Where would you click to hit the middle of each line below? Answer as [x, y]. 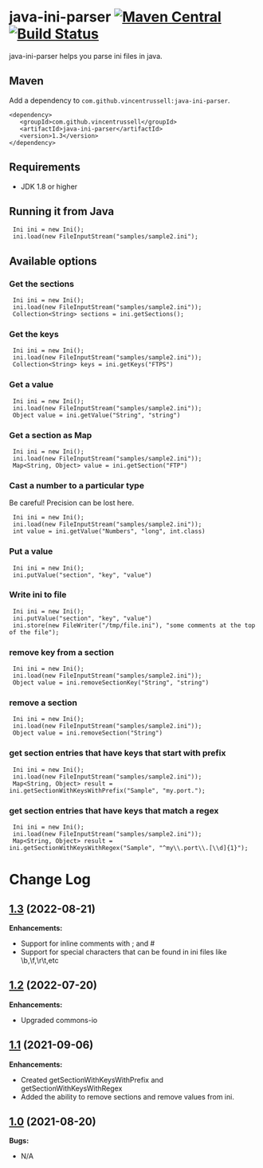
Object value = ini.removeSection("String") [87, 733]
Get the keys [34, 334]
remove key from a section [62, 652]
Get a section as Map [51, 435]
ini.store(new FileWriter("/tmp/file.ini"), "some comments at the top [134, 625]
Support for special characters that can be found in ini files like [124, 952]
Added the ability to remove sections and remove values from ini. [127, 1096]
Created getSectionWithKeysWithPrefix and [92, 1080]
